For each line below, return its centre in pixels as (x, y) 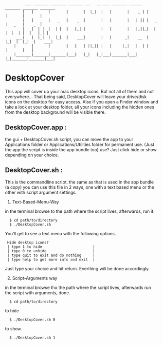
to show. (14, 328)
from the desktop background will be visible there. (55, 112)
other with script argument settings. (41, 192)
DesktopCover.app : (36, 128)
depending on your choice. (32, 155)
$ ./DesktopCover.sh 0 (32, 320)
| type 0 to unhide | (51, 251)
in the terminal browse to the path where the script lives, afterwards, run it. (80, 211)
